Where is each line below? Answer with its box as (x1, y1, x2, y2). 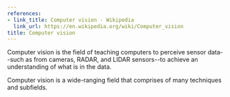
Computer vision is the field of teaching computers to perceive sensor (7, 48, 207, 56)
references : (7, 10, 41, 17)
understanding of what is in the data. (7, 63, 112, 71)
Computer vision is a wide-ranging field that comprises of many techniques (7, 76, 222, 85)
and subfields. (7, 83, 48, 91)
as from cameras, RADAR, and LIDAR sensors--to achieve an (25, 56, 198, 64)
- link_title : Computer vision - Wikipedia (7, 17, 135, 23)
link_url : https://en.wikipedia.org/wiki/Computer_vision (13, 23, 184, 30)
